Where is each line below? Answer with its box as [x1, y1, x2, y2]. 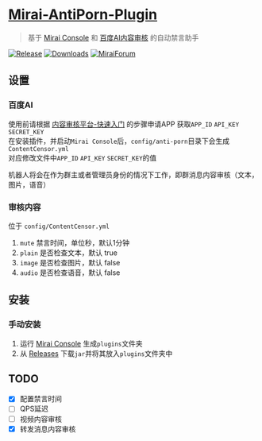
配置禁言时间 [19, 394, 62, 404]
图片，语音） [8, 180, 50, 189]
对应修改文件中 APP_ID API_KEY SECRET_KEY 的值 [8, 153, 157, 162]
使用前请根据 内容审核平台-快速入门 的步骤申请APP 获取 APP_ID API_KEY [8, 119, 240, 129]
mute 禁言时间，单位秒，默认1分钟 [19, 238, 130, 247]
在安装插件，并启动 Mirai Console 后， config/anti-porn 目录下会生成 [8, 136, 230, 145]
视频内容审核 [19, 414, 62, 424]
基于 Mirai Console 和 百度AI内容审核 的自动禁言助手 [27, 33, 199, 42]
